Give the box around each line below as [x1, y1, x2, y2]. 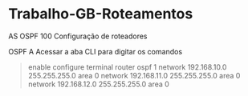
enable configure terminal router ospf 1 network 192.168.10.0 [27, 62, 227, 72]
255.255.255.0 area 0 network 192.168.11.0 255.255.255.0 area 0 [27, 70, 241, 80]
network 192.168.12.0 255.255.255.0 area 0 [27, 79, 170, 89]
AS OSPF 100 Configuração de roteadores [8, 31, 148, 41]
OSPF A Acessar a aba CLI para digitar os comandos [8, 46, 183, 56]
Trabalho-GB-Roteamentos [8, 5, 193, 23]
